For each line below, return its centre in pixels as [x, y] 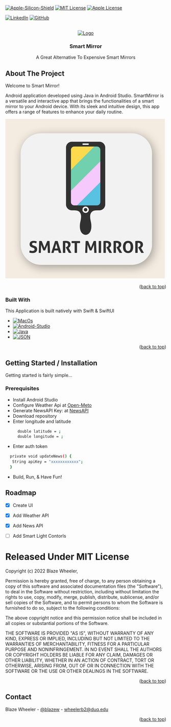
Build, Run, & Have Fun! [37, 477]
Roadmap [21, 493]
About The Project [35, 73]
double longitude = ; [41, 437]
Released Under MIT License [67, 557]
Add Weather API [31, 515]
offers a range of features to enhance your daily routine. [64, 112]
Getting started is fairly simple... [39, 375]
